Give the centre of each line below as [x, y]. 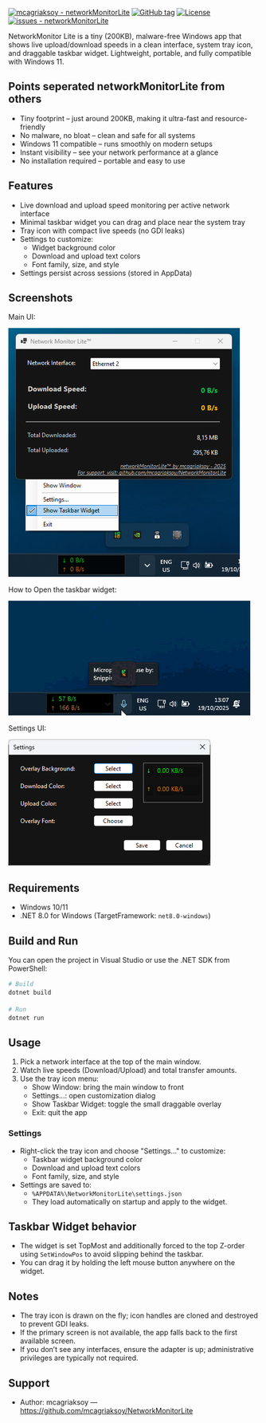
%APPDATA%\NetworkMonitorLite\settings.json [107, 1194]
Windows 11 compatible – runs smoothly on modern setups [116, 144]
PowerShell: [28, 968]
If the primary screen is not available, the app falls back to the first [128, 1333]
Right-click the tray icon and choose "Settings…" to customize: [123, 1151]
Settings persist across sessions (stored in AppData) [106, 273]
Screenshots [41, 298]
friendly [33, 127]
